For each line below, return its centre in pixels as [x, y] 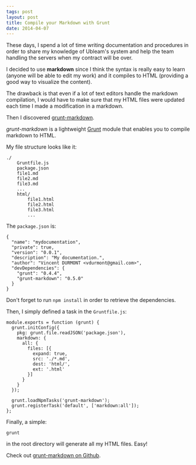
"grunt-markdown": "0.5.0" [50, 279]
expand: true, [50, 354]
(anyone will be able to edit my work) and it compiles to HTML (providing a [97, 76]
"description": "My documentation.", [58, 258]
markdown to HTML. [31, 136]
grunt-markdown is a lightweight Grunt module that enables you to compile [98, 129]
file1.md [28, 174]
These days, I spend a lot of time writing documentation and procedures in [97, 45]
